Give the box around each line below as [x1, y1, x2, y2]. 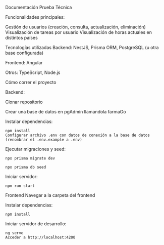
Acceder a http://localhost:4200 [5, 235, 76, 240]
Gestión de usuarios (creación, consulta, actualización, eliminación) [5, 24, 146, 30]
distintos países [5, 35, 38, 40]
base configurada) [5, 50, 44, 56]
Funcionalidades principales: [5, 14, 65, 20]
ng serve [5, 230, 24, 235]
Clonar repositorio [5, 99, 43, 105]
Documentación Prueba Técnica [5, 5, 72, 10]
